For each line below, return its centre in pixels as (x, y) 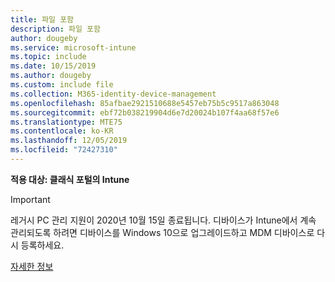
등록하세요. (42, 245)
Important (30, 199)
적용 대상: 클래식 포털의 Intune (70, 179)
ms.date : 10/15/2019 (53, 66)
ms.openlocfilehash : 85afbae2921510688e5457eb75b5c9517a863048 (145, 103)
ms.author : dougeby (51, 76)
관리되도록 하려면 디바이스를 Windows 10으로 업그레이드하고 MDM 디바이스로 (162, 232)
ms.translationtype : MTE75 (66, 122)
